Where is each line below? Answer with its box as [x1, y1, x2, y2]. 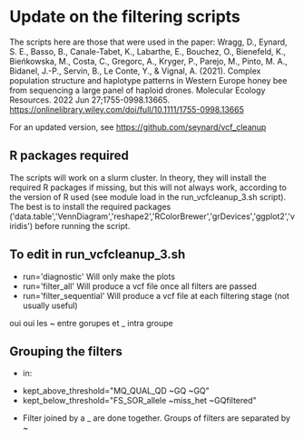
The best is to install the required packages [9, 201, 172, 212]
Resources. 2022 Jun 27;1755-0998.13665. [9, 94, 171, 105]
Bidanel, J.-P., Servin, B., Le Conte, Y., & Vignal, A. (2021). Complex [9, 65, 261, 76]
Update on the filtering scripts [9, 6, 240, 27]
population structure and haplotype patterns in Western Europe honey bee [9, 75, 288, 85]
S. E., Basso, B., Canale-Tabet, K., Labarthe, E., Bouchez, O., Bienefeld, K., [9, 45, 287, 56]
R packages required [9, 148, 129, 164]
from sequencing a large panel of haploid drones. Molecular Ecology [9, 85, 266, 95]
